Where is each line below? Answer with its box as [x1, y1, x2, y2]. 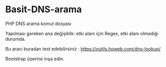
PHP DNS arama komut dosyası [5, 20, 72, 27]
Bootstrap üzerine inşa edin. [5, 55, 65, 62]
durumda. [5, 36, 26, 42]
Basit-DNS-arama [5, 4, 82, 15]
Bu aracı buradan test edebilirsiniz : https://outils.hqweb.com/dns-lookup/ [5, 46, 161, 52]
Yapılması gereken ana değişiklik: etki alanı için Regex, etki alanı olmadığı [5, 30, 158, 36]
